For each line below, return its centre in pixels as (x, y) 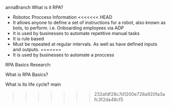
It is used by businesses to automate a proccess (63, 55)
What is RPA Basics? (27, 75)
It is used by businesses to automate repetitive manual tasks (76, 33)
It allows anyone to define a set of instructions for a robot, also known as (89, 23)
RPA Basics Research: (28, 65)
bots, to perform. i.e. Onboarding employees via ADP (68, 28)
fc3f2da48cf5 (109, 99)
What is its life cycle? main (33, 84)
